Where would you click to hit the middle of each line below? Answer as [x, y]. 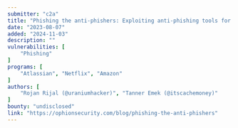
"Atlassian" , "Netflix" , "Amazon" [71, 73]
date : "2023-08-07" [36, 27]
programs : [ [25, 67]
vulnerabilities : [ [36, 47]
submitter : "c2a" [33, 14]
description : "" [31, 41]
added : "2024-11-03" [38, 34]
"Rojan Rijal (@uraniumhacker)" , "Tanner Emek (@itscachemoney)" [119, 93]
